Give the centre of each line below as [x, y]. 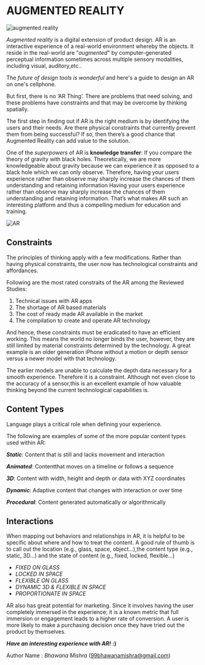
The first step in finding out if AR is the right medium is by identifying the [98, 121]
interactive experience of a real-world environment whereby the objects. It [100, 46]
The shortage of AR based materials [61, 307]
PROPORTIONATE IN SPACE [50, 594]
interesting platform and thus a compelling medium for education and [94, 205]
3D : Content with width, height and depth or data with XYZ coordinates [96, 478]
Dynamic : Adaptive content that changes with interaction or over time [94, 490]
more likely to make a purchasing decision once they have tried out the [95, 625]
